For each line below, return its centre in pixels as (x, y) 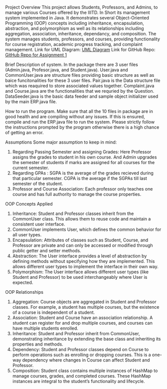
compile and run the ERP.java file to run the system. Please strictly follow (80, 122)
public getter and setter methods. (47, 251)
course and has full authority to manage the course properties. (77, 194)
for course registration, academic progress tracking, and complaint (74, 44)
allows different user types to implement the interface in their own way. (85, 267)
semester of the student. (38, 184)
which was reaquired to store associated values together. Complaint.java (80, 86)
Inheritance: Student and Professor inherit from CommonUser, (76, 333)
